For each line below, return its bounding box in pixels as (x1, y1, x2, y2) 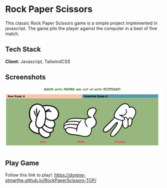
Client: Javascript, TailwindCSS (5, 58, 70, 64)
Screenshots (5, 73, 46, 81)
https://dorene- (54, 172, 86, 178)
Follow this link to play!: (5, 172, 53, 178)
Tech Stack (5, 45, 41, 53)
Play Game (5, 158, 39, 167)
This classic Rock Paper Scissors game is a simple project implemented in (5, 20, 157, 26)
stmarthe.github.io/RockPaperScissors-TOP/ (5, 177, 96, 183)
